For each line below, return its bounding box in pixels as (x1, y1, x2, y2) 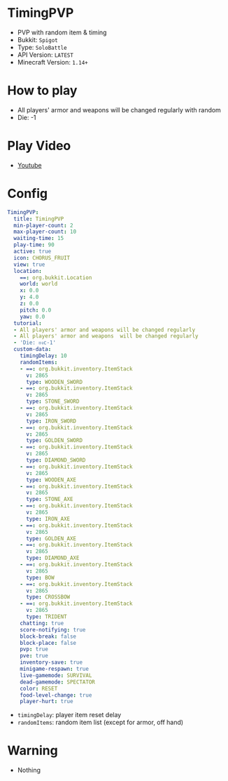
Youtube (17, 161, 42, 169)
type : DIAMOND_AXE (25, 554, 80, 562)
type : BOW (25, 574, 55, 581)
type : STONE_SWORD (25, 398, 80, 405)
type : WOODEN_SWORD (25, 378, 83, 385)
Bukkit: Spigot (17, 35, 58, 44)
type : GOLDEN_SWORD (25, 437, 83, 444)
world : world (20, 281, 58, 288)
